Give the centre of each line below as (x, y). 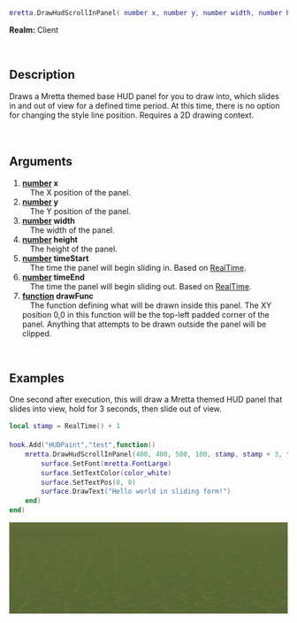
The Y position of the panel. (80, 211)
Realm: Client (34, 29)
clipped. (37, 333)
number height (49, 239)
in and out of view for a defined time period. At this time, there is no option (145, 105)
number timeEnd (53, 277)
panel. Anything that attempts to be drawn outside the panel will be (144, 324)
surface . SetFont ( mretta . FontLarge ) (107, 464)
